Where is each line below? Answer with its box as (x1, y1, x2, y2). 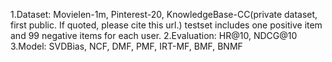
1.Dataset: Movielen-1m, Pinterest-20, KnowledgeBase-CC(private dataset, (10, 9, 318, 20)
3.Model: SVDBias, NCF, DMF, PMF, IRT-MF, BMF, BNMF (10, 40, 243, 52)
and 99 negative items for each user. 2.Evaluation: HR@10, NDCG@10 (10, 30, 298, 41)
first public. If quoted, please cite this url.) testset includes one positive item (10, 19, 323, 31)
